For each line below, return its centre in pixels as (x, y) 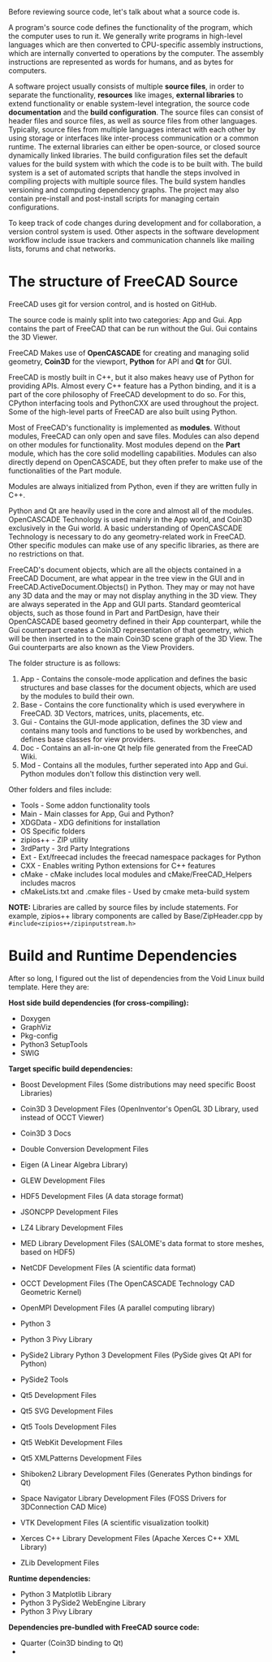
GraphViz (36, 1027)
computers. (28, 71)
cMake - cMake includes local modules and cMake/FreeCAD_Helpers (136, 874)
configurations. (34, 207)
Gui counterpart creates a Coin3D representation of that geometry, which (131, 630)
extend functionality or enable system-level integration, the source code (129, 104)
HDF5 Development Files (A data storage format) (102, 1196)
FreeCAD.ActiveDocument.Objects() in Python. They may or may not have (132, 586)
